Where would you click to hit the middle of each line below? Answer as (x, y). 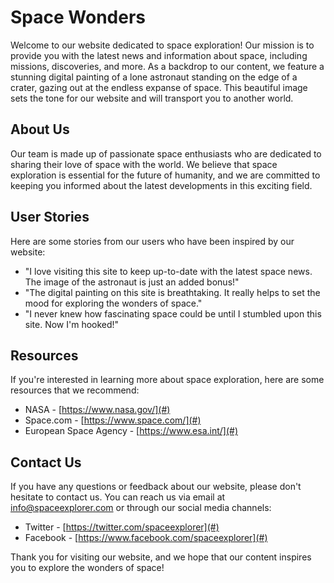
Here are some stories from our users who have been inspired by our (152, 241)
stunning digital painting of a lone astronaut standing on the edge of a (154, 77)
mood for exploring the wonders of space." (113, 303)
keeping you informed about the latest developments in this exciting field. (161, 185)
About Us (40, 129)
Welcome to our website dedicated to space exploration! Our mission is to (162, 45)
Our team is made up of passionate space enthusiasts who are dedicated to (166, 153)
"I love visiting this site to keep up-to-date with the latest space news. (168, 271)
